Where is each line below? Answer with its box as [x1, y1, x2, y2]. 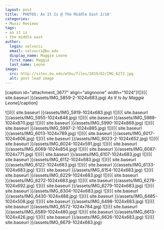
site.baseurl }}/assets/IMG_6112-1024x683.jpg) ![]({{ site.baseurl [5, 156, 136, 163]
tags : [5, 26, 16, 31]
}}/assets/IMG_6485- [114, 193, 158, 199]
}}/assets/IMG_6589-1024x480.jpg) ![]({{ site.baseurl [5, 209, 114, 215]
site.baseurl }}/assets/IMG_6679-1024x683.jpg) [5, 219, 102, 225]
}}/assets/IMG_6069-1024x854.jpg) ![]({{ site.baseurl [5, 146, 114, 152]
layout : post [5, 7, 32, 12]
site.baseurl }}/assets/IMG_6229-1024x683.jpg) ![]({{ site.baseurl [5, 172, 138, 178]
